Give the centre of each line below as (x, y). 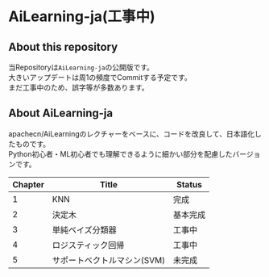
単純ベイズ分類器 (84, 229)
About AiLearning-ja (61, 113)
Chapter (28, 184)
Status (189, 184)
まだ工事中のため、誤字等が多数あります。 (79, 87)
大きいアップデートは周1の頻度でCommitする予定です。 (100, 77)
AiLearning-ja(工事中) (82, 17)
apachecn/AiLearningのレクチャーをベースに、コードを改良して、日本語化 (132, 133)
